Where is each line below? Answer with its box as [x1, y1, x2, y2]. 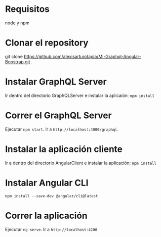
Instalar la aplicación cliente [5, 143, 122, 154]
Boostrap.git [5, 58, 31, 65]
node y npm [5, 20, 30, 26]
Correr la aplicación [5, 210, 88, 221]
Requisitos [5, 3, 50, 15]
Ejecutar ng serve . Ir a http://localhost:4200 [5, 226, 98, 232]
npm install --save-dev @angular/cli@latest [5, 193, 98, 198]
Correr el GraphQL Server [5, 110, 112, 121]
